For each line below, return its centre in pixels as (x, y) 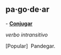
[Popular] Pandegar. (30, 46)
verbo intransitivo (27, 35)
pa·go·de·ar (28, 10)
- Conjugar (19, 23)
